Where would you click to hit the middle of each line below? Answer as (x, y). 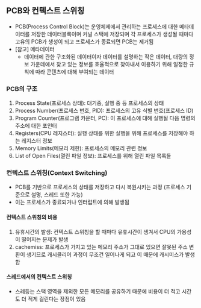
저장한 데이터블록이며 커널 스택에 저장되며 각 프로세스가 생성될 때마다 (112, 34)
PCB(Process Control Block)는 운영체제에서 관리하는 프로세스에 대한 (97, 27)
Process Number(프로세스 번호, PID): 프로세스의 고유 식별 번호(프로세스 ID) (104, 111)
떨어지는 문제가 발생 (45, 239)
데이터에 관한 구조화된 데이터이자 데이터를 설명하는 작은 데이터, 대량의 (106, 57)
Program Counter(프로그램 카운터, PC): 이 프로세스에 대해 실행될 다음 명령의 (105, 118)
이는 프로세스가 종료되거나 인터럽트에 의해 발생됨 (72, 202)
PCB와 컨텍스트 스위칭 (45, 11)
